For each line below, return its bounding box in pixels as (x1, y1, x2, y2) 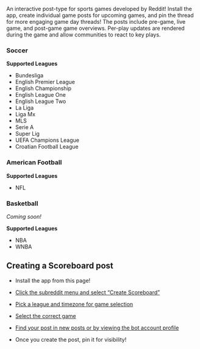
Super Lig (15, 130, 40, 138)
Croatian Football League (15, 143, 79, 150)
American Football (6, 158, 62, 167)
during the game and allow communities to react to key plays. (6, 31, 161, 38)
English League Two (15, 97, 66, 105)
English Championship (15, 85, 72, 92)
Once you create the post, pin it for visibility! (15, 336, 127, 343)
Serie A (15, 124, 34, 131)
